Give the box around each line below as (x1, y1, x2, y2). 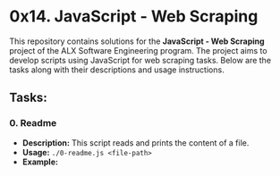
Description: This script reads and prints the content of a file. (21, 137, 250, 148)
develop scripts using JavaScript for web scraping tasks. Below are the (9, 54, 271, 65)
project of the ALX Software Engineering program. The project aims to (9, 45, 267, 55)
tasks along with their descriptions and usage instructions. (9, 64, 225, 75)
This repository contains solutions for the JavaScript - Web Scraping (9, 36, 266, 46)
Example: (21, 156, 58, 167)
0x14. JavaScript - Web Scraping (9, 6, 259, 27)
